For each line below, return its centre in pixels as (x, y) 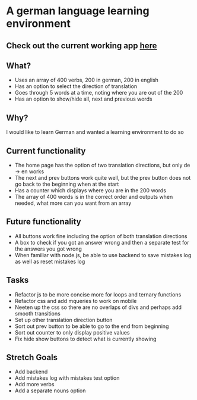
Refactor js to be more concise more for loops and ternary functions (98, 294)
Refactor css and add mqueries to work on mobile (76, 301)
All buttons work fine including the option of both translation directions (101, 236)
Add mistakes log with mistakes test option (67, 378)
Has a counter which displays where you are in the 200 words (90, 190)
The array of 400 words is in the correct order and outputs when (94, 197)
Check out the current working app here (82, 46)
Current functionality (46, 151)
